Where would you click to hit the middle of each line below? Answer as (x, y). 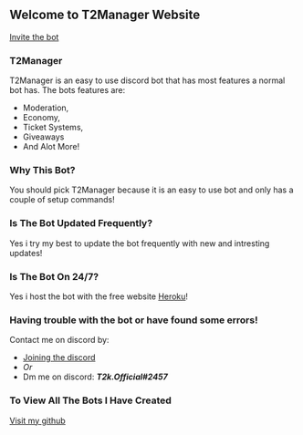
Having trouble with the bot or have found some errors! (134, 320)
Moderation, (46, 108)
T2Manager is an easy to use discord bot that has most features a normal (147, 80)
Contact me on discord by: (59, 340)
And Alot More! (51, 147)
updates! (26, 253)
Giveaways (43, 137)
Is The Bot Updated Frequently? (81, 223)
